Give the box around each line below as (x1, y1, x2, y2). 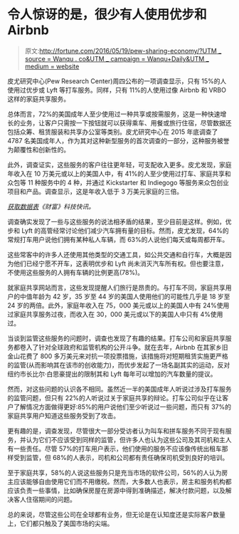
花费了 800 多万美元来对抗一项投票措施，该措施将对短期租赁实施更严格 (19, 352, 229, 360)
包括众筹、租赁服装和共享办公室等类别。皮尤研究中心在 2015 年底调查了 (7, 127, 218, 136)
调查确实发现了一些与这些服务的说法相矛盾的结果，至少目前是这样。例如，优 (7, 217, 232, 226)
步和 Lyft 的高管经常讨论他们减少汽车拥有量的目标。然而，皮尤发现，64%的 (7, 226, 229, 235)
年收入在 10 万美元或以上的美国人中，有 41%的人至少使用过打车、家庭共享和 (7, 169, 231, 178)
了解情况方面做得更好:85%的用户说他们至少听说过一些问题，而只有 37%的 (13, 402, 232, 411)
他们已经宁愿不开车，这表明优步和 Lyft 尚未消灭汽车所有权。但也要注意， (13, 259, 228, 268)
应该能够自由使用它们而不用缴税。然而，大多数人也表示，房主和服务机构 (13, 477, 225, 486)
